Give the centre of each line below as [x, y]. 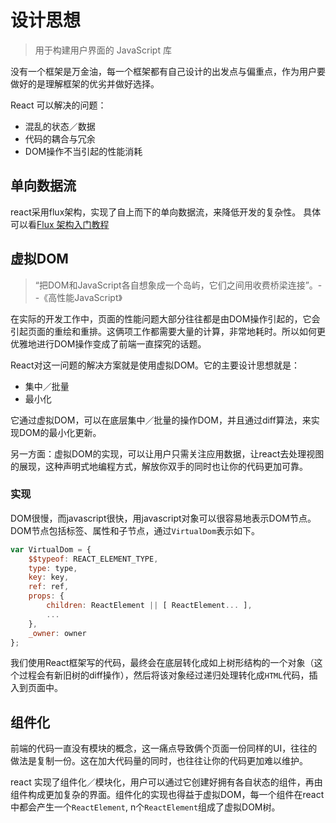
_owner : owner [57, 633]
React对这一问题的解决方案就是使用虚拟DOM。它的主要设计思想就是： [155, 365]
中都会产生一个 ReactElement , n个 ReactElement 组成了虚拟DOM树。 [145, 807]
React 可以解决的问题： [58, 105]
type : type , [53, 568]
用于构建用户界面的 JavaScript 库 [103, 50]
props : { [46, 596]
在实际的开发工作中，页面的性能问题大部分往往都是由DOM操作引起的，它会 [165, 318]
